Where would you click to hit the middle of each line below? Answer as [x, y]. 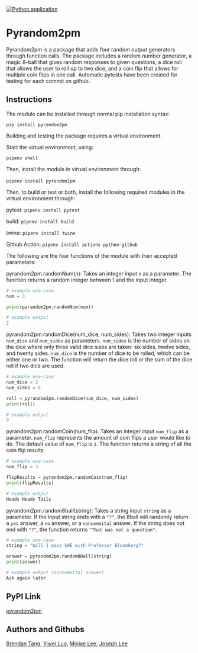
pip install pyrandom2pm [37, 124]
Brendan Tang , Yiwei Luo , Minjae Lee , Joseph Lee [67, 644]
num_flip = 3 [22, 467]
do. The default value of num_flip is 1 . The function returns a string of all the [99, 444]
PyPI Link [24, 596]
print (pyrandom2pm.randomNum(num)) [50, 307]
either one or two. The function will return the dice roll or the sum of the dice [99, 360]
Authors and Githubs [45, 629]
